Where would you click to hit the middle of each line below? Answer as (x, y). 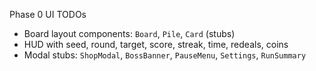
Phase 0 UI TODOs (48, 14)
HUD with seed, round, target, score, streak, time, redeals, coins (156, 44)
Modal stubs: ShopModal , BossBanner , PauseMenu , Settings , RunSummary (165, 55)
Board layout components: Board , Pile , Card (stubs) (129, 33)
